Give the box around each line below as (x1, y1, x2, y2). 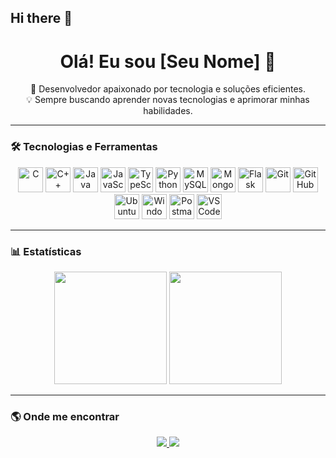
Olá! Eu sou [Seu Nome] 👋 (59, 50, 277, 73)
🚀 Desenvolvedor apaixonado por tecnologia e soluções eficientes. (30, 83, 306, 95)
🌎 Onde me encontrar (10, 409, 120, 423)
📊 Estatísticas (10, 244, 82, 258)
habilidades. (143, 105, 193, 117)
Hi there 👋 (10, 10, 73, 27)
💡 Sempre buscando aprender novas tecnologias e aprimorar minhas (26, 94, 310, 106)
